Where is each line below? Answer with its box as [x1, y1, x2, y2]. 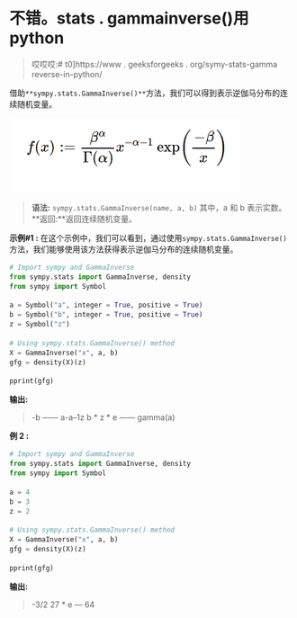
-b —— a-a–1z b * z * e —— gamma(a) [31, 412, 175, 423]
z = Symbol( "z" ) [9, 320, 70, 329]
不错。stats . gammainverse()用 [9, 8, 249, 29]
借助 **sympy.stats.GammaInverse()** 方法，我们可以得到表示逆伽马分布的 [9, 87, 281, 98]
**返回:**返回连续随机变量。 [31, 213, 137, 224]
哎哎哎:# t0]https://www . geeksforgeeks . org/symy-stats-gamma [31, 58, 278, 69]
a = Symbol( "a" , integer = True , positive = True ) [9, 300, 203, 310]
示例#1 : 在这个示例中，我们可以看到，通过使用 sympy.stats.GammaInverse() [9, 232, 288, 243]
